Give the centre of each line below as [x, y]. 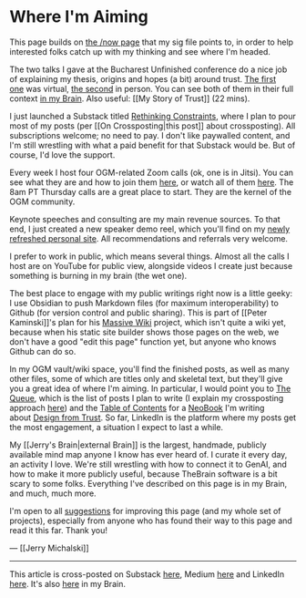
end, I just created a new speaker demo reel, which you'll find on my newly [150, 229]
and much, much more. [53, 493]
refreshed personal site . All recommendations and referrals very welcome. [149, 238]
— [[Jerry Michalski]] [49, 548]
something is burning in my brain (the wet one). [98, 275]
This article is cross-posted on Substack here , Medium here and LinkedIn [147, 574]
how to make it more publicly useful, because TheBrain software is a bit [143, 474]
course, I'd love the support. [62, 155]
